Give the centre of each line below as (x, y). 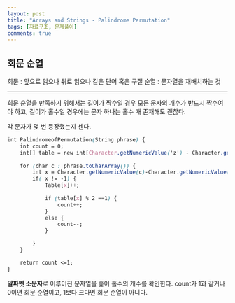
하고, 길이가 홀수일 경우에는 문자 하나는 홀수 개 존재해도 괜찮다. (100, 112)
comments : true (29, 33)
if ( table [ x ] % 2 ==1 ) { (81, 198)
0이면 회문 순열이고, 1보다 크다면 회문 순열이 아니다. (78, 292)
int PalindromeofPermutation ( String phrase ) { (76, 140)
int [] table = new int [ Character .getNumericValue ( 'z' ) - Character (120, 153)
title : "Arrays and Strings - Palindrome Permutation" (89, 20)
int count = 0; (42, 146)
